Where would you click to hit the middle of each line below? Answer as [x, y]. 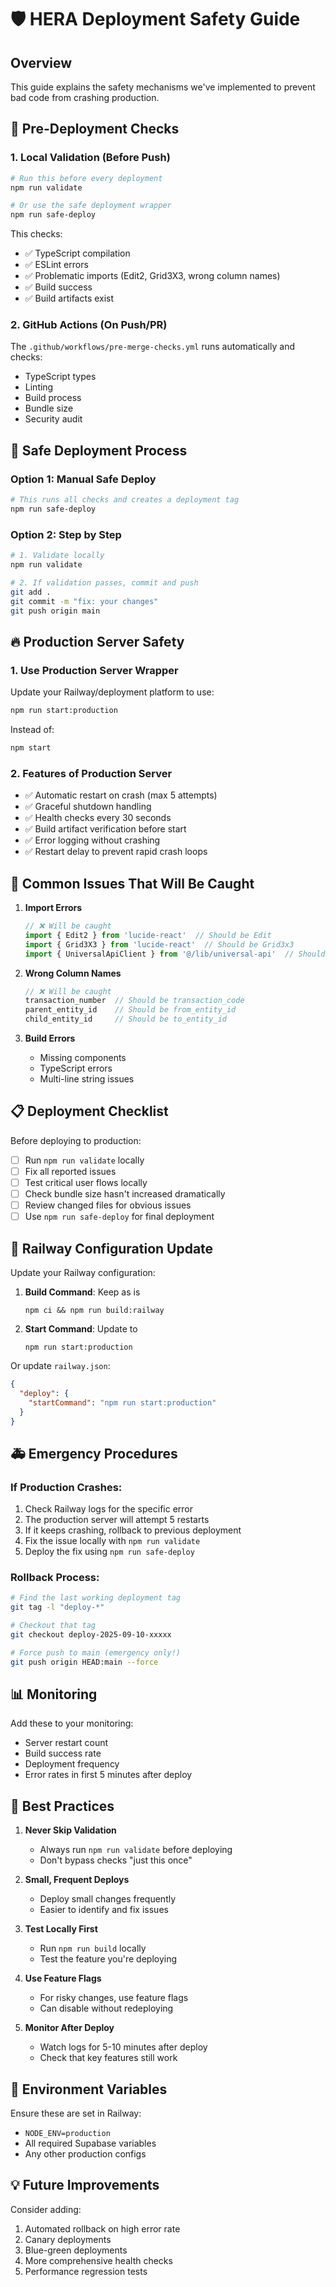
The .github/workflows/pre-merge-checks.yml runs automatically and [152, 347]
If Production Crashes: [66, 1487]
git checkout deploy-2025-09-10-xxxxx [91, 1635]
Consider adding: [46, 2209]
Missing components [83, 1058]
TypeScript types [60, 377]
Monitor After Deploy [69, 2028]
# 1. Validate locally [57, 556]
